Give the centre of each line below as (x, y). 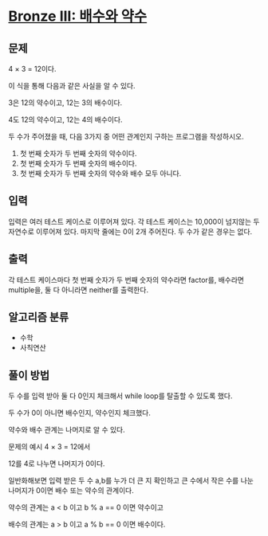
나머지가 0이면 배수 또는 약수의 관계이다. (71, 491)
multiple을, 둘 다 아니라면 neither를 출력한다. (79, 290)
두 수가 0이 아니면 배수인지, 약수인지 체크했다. (80, 413)
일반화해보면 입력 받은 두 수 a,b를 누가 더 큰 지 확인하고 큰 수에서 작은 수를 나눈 (131, 481)
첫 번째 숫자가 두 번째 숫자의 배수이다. (78, 163)
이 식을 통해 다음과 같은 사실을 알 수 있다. (72, 86)
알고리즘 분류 (39, 317)
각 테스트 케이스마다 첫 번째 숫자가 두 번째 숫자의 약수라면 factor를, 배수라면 (126, 280)
